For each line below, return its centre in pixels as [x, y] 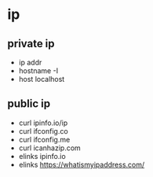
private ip [31, 44]
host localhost [42, 79]
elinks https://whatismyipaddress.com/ [82, 164]
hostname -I [38, 71]
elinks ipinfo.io [42, 156]
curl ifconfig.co [43, 131]
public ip [29, 104]
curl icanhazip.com [50, 148]
